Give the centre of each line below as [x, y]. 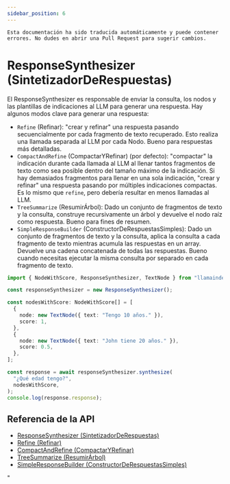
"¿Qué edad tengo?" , [42, 378]
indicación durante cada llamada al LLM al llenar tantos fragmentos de [116, 163]
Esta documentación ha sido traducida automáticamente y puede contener [113, 32]
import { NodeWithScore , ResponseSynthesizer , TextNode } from [99, 278]
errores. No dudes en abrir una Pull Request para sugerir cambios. [107, 38]
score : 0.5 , [36, 347]
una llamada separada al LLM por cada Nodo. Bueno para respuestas [115, 141]
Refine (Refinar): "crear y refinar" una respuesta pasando [98, 127]
